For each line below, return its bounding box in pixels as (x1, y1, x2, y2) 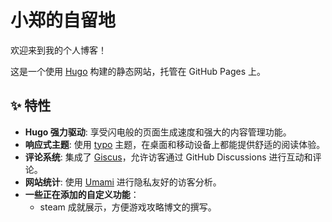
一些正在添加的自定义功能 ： (24, 188, 140, 200)
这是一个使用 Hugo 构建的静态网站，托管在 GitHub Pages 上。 (10, 65, 266, 77)
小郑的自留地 (10, 9, 117, 32)
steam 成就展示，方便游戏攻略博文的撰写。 (39, 201, 217, 213)
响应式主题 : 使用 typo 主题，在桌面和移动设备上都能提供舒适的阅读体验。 (24, 138, 326, 150)
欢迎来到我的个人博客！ (10, 44, 107, 56)
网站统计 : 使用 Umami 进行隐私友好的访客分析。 (24, 176, 222, 188)
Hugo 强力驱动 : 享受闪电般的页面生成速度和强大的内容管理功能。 (24, 126, 292, 138)
